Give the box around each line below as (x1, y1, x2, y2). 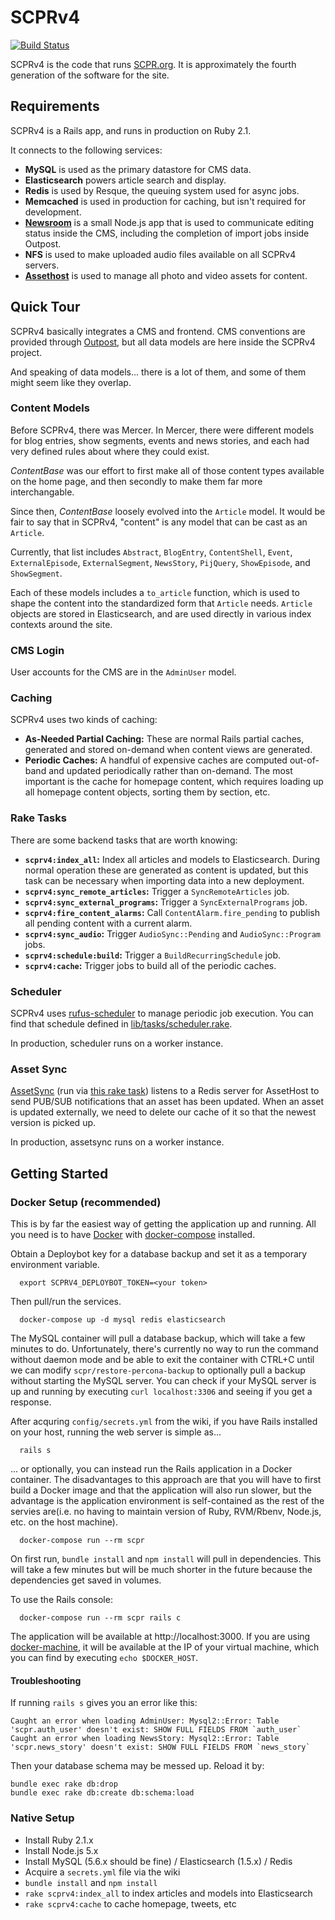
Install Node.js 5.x (24, 1844, 99, 1856)
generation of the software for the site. (10, 69, 170, 81)
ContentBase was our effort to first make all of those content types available (10, 464, 325, 476)
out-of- (289, 754, 320, 766)
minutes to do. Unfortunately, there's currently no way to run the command (10, 1343, 319, 1355)
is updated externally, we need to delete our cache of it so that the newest (10, 1106, 317, 1118)
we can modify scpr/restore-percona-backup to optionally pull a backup (10, 1364, 306, 1376)
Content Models (10, 401, 90, 415)
